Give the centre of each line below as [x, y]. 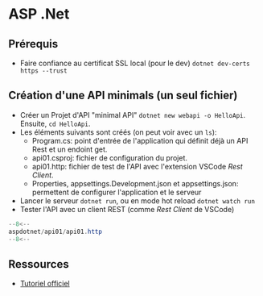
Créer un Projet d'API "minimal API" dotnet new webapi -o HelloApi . [133, 115]
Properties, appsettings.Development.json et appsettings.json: [135, 183]
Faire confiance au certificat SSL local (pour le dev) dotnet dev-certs [135, 63]
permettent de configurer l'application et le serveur [117, 192]
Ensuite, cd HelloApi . [55, 123]
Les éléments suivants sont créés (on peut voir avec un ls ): [118, 132]
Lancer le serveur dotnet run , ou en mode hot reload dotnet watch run [138, 200]
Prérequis [33, 44]
